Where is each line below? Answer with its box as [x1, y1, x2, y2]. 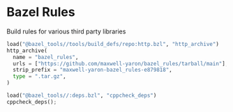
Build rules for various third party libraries [6, 27, 126, 35]
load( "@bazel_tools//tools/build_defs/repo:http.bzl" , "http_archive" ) [6, 40, 219, 47]
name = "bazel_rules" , [13, 54, 79, 61]
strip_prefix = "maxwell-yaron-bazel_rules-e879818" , [13, 67, 172, 74]
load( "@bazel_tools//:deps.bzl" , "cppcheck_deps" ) [6, 92, 157, 99]
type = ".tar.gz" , [13, 73, 67, 80]
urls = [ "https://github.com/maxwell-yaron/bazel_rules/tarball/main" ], [13, 60, 229, 67]
